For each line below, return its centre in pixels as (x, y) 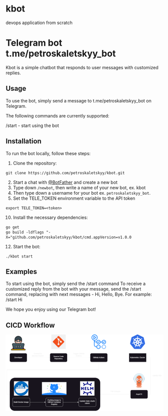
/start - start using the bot (32, 125)
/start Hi (14, 300)
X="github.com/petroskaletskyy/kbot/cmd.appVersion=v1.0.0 (69, 237)
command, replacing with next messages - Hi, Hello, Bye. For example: (79, 295)
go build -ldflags (25, 232)
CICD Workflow (30, 325)
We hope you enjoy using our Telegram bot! (51, 310)
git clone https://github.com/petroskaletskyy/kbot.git (65, 173)
